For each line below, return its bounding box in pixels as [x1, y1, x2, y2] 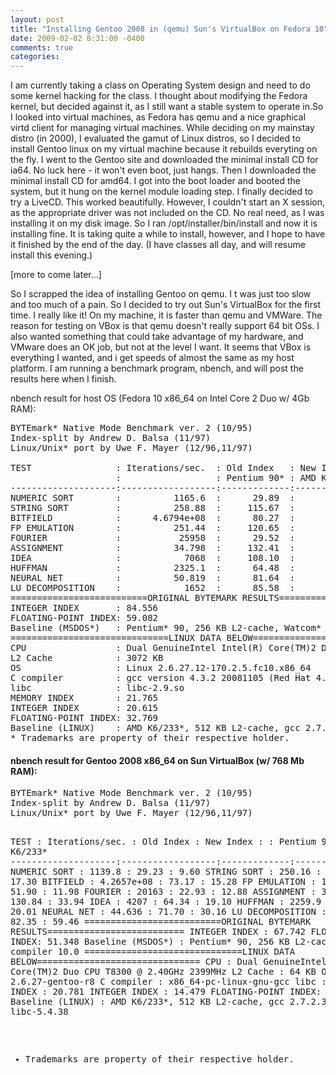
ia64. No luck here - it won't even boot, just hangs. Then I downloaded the [10, 164, 317, 176]
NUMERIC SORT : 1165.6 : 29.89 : [10, 492, 296, 504]
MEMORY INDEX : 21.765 [10, 692, 159, 704]
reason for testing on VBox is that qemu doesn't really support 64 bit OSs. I [10, 320, 320, 332]
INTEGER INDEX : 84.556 [10, 602, 159, 614]
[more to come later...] [10, 269, 102, 281]
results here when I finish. [10, 373, 117, 385]
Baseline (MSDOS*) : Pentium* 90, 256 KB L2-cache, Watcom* [10, 622, 322, 634]
